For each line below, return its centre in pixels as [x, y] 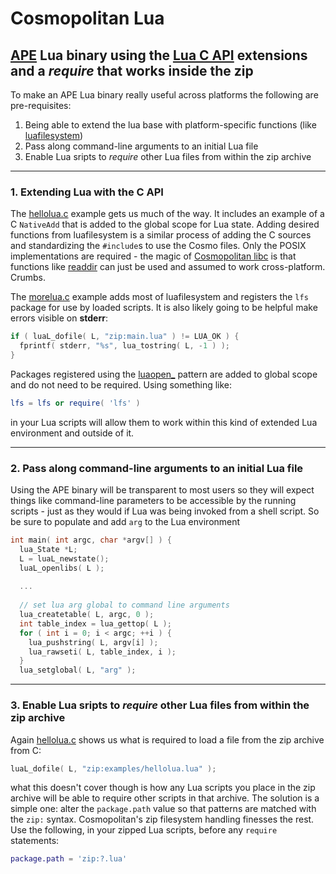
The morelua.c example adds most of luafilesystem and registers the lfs [159, 297]
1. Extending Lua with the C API [87, 192]
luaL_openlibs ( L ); [62, 568]
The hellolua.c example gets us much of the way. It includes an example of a [167, 214]
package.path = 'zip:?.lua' [69, 859]
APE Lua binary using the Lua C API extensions [159, 55]
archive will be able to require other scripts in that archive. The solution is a [165, 798]
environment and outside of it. [72, 433]
